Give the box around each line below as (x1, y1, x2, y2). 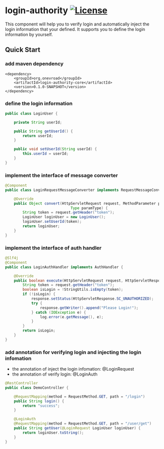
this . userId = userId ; (22, 151, 69, 156)
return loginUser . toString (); (22, 430, 84, 435)
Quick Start (5, 46, 41, 54)
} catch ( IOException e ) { (31, 310, 86, 315)
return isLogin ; (22, 328, 56, 333)
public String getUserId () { (14, 129, 73, 134)
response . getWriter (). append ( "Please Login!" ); (40, 305, 139, 310)
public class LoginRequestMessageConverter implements (5, 188, 119, 192)
